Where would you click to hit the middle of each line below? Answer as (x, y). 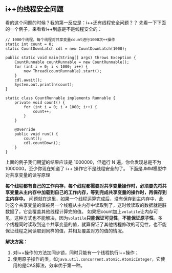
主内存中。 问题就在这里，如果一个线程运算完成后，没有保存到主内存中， (82, 199)
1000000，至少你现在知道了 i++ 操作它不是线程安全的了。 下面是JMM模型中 (86, 168)
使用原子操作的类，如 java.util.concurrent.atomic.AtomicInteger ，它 (87, 259)
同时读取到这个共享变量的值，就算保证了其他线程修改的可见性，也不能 (93, 224)
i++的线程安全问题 (35, 9)
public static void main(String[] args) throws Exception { (71, 57)
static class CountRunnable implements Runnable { (60, 98)
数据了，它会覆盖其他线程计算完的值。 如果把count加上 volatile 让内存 (79, 211)
